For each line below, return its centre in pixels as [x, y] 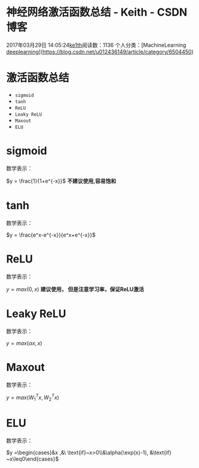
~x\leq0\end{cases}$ [33, 458]
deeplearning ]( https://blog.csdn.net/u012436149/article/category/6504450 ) [100, 52]
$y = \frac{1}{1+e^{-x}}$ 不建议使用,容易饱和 [61, 181]
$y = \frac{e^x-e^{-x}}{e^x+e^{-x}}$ [51, 235]
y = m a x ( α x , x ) [25, 343]
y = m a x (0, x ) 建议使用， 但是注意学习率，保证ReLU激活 [75, 289]
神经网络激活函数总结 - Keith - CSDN [97, 12]
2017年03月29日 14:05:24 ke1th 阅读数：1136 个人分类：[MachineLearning [96, 45]
